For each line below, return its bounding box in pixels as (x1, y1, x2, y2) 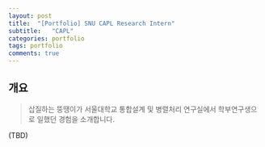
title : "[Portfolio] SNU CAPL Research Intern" (8, 19, 175, 27)
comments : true (8, 49, 60, 57)
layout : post (8, 11, 53, 20)
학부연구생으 (217, 104, 258, 114)
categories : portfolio (8, 34, 85, 43)
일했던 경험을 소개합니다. (36, 114, 116, 124)
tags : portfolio (8, 42, 63, 50)
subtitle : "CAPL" (8, 27, 74, 35)
